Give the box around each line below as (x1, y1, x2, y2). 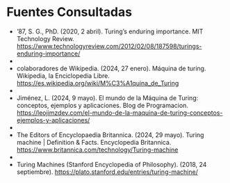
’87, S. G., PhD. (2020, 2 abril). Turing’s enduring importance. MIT (16, 27, 204, 35)
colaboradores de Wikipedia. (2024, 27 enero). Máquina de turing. (16, 64, 206, 72)
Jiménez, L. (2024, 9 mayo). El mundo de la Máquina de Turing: (16, 93, 199, 102)
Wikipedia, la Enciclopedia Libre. (16, 71, 110, 80)
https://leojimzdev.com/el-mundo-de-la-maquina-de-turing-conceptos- (16, 109, 223, 117)
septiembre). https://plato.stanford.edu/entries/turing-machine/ (16, 168, 199, 176)
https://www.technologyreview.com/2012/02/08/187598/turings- (16, 42, 202, 50)
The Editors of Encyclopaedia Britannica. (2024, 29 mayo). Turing (16, 130, 204, 139)
